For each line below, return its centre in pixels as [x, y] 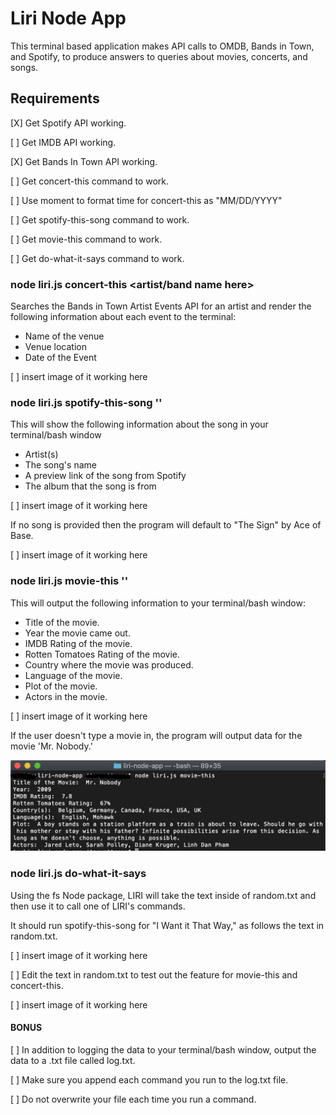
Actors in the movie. [66, 696]
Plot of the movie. [61, 686]
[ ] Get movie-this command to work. [86, 239]
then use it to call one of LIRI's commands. [98, 906]
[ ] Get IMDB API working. [63, 142]
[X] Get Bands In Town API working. [84, 161]
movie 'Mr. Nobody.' [51, 746]
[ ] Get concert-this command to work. [89, 181]
